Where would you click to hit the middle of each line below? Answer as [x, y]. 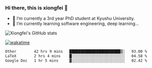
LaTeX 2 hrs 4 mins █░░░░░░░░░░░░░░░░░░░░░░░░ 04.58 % [76, 56]
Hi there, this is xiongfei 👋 [36, 8]
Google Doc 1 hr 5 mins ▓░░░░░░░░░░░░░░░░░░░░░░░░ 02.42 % [76, 61]
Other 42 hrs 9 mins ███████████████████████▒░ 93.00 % [76, 52]
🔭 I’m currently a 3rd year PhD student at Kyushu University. [74, 19]
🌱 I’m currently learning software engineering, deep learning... [76, 23]
